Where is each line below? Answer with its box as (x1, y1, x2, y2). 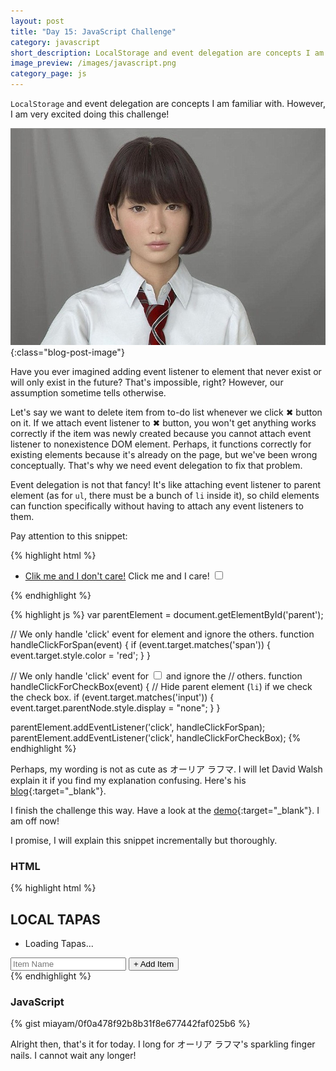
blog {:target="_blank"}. (10, 785, 107, 797)
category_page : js (10, 69, 87, 79)
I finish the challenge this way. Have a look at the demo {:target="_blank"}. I (10, 804, 320, 816)
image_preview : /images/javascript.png (10, 58, 177, 69)
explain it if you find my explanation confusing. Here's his (10, 774, 247, 786)
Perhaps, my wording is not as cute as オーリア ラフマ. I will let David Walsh (10, 763, 323, 775)
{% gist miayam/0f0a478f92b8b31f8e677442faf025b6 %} (10, 1018, 251, 1030)
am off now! (10, 815, 60, 827)
